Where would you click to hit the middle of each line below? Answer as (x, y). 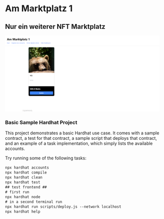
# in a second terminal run (34, 202)
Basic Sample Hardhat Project (41, 122)
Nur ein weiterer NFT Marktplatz (55, 27)
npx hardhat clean (24, 177)
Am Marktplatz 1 (39, 9)
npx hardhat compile (26, 173)
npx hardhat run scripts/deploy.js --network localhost (63, 207)
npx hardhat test (23, 182)
